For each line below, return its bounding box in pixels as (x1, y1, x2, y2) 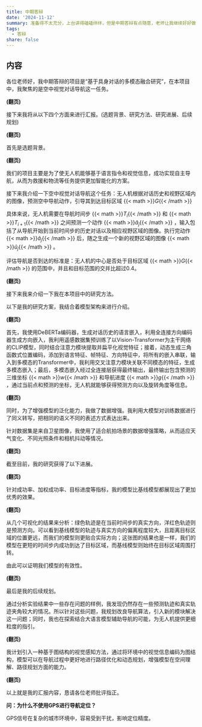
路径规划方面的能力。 (16, 663, 70, 670)
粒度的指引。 (6, 623, 38, 630)
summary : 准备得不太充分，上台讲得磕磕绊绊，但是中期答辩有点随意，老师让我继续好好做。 (6, 20, 201, 26)
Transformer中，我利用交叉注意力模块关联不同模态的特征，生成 (37, 359, 195, 366)
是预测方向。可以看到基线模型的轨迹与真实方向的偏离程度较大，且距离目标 (6, 527, 191, 533)
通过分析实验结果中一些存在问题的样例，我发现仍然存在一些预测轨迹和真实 (6, 600, 191, 607)
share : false (6, 37, 39, 43)
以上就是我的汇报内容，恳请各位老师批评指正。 (6, 689, 122, 696)
